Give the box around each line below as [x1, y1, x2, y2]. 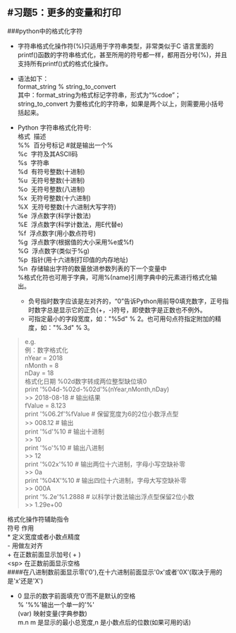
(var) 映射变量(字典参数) [17, 609, 88, 617]
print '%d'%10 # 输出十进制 [24, 427, 104, 436]
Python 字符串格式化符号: [17, 123, 92, 132]
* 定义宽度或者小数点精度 [7, 532, 80, 541]
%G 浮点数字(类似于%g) [17, 246, 90, 255]
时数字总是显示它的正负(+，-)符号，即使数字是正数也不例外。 [27, 305, 206, 314]
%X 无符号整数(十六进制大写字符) [17, 202, 117, 211]
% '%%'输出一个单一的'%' [17, 600, 95, 608]
